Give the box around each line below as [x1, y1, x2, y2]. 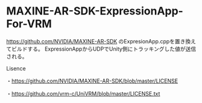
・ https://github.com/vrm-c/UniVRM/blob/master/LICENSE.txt [6, 90, 160, 97]
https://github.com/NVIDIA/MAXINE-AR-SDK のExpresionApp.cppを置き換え [6, 37, 197, 45]
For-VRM [6, 17, 52, 31]
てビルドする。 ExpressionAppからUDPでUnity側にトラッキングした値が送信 [6, 45, 197, 52]
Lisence [6, 64, 26, 72]
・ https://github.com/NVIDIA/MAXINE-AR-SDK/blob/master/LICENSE [6, 77, 178, 84]
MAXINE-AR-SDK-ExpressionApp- [6, 4, 184, 18]
